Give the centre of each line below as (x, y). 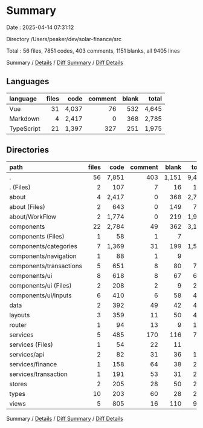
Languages (28, 81)
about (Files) (27, 206)
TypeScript (25, 128)
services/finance (33, 364)
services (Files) (31, 344)
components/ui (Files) (40, 285)
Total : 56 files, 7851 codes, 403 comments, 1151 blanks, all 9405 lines (93, 51)
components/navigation (43, 256)
